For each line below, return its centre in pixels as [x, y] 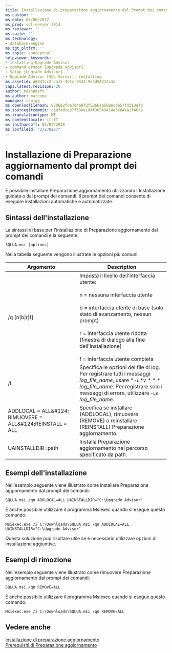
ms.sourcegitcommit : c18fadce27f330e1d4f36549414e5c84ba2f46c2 [74, 110]
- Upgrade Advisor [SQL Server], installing [53, 77]
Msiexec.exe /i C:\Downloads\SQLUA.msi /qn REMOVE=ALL [65, 611]
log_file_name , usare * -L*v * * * [120, 380]
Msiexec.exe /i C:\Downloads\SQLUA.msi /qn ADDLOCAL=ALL [67, 525]
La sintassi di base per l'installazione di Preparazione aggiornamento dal [82, 230]
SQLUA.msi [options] [27, 245]
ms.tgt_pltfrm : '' [25, 48]
